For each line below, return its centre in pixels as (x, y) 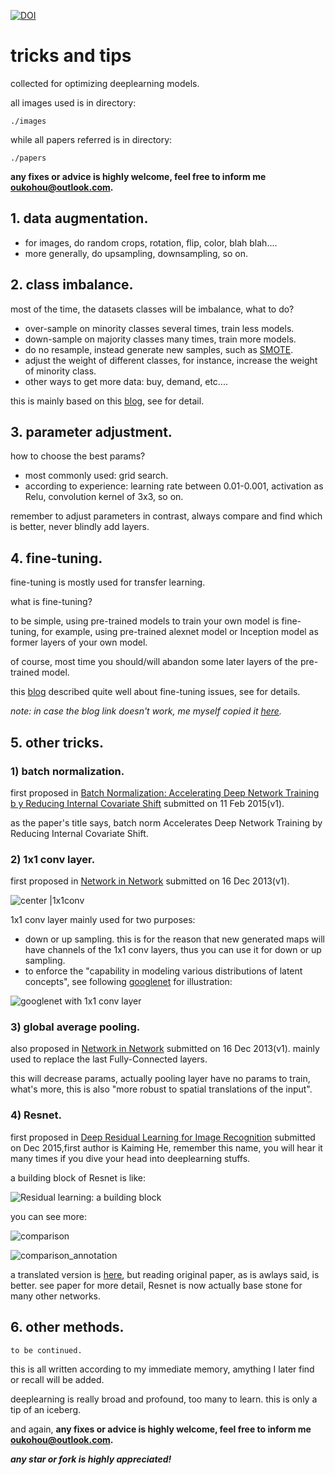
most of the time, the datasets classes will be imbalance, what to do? (152, 309)
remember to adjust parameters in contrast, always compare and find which (166, 516)
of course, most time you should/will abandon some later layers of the (154, 662)
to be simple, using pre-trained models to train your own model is (145, 621)
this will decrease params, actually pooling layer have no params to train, (160, 1079)
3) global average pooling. (75, 1027)
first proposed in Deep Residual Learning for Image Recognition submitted (163, 1137)
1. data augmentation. (79, 218)
